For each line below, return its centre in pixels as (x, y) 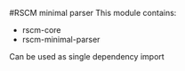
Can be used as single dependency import (87, 56)
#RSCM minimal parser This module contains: (93, 13)
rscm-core (41, 30)
